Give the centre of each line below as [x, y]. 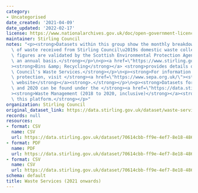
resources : [19, 121]
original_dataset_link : [35, 110]
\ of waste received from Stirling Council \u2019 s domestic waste [95, 50]
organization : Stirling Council [46, 104]
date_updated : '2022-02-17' [41, 28]
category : [18, 11]
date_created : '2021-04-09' [41, 22]
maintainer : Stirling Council [43, 39]
